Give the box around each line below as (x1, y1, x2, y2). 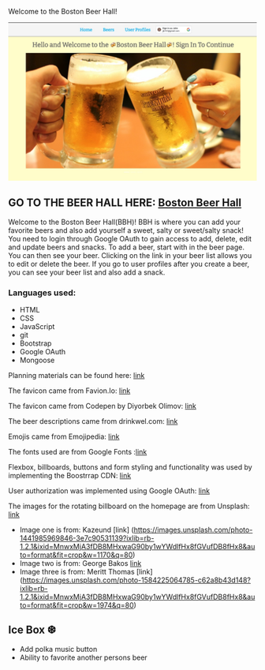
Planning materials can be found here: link (8, 371, 145, 380)
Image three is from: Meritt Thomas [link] (19, 567, 153, 577)
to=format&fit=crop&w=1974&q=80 (19, 601, 134, 610)
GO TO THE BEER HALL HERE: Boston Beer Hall (8, 197, 242, 210)
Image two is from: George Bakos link (19, 559, 142, 568)
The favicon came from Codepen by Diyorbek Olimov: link (8, 402, 197, 411)
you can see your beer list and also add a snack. (8, 268, 166, 277)
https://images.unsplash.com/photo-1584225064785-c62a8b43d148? (22, 575, 251, 585)
